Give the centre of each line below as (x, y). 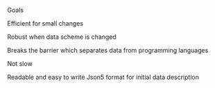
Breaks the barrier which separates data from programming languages (108, 50)
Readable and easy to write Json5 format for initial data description (103, 77)
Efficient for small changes (45, 23)
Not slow (20, 64)
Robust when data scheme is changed (62, 37)
